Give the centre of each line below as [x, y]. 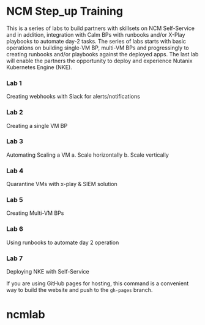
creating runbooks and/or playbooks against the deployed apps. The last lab [102, 54]
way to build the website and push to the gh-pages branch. [80, 290]
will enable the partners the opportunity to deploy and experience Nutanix [99, 61]
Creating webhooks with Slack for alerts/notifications [73, 97]
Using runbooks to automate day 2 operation [63, 242]
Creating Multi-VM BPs [35, 213]
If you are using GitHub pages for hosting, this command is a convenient [97, 283]
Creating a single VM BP [37, 125]
